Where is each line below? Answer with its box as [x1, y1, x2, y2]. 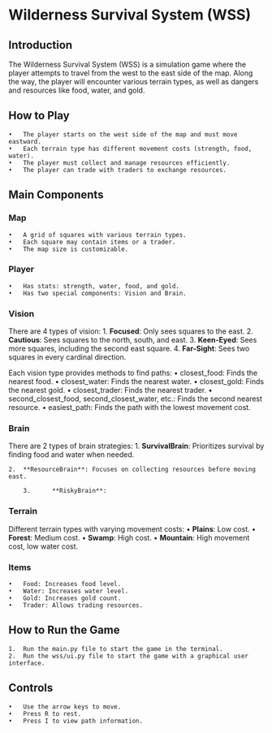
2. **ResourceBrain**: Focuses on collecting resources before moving [8, 465, 256, 474]
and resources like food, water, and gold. [8, 85, 145, 95]
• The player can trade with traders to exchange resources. [8, 166, 227, 174]
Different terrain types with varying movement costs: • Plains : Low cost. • [8, 524, 257, 533]
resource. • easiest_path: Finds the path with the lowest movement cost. [8, 403, 251, 412]
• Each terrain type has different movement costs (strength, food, [8, 144, 253, 153]
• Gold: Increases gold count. [8, 594, 122, 602]
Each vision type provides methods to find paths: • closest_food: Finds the [8, 368, 258, 378]
